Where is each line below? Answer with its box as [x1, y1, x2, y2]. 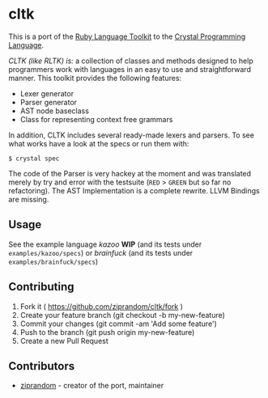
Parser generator [19, 97, 78, 107]
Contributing [8, 280, 74, 294]
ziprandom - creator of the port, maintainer [19, 381, 164, 391]
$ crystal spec [8, 155, 60, 163]
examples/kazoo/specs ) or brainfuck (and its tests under [8, 248, 194, 257]
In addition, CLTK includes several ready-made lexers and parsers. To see [8, 130, 255, 140]
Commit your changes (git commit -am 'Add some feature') [19, 319, 217, 328]
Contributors [8, 359, 75, 373]
